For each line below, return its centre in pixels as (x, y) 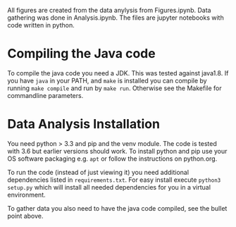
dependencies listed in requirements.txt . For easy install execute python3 (114, 180)
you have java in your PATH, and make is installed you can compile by (107, 80)
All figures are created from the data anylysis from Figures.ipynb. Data (109, 10)
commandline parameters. (45, 95)
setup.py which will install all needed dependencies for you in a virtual (109, 187)
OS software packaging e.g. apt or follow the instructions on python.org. (112, 159)
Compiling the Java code (82, 54)
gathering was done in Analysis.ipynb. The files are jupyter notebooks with (116, 18)
